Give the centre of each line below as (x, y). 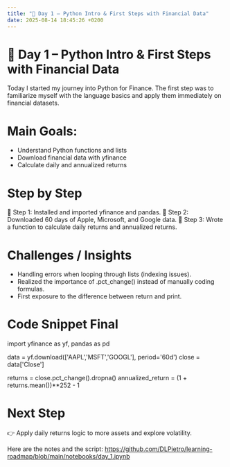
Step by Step (45, 193)
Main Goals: (42, 131)
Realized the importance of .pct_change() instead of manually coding (116, 282)
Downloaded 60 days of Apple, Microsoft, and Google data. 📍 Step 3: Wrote (115, 220)
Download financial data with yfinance (72, 158)
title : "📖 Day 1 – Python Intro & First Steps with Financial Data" (108, 14)
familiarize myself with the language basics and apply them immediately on (114, 96)
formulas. (31, 289)
